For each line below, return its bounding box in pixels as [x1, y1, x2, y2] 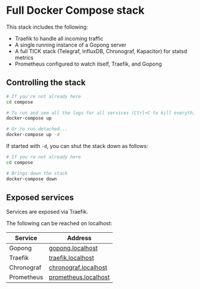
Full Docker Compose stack [6, 4, 145, 17]
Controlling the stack [6, 78, 86, 88]
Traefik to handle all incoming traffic [14, 35, 104, 42]
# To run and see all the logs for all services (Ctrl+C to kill [6, 110, 171, 116]
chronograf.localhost [48, 263, 108, 272]
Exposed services [6, 192, 74, 202]
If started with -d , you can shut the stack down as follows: [6, 143, 149, 149]
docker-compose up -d [6, 132, 60, 138]
